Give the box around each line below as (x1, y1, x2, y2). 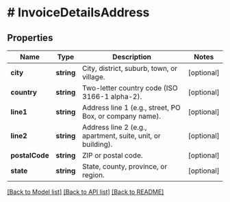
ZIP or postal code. (81, 151, 143, 160)
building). (81, 140, 113, 149)
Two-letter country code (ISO (81, 83, 178, 93)
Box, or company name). (81, 111, 161, 121)
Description (112, 53, 152, 61)
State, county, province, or (81, 162, 168, 171)
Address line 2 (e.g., (81, 123, 147, 132)
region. (81, 171, 105, 179)
